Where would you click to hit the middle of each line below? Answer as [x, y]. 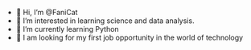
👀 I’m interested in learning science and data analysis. [105, 21]
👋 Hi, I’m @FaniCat [47, 12]
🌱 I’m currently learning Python [67, 29]
